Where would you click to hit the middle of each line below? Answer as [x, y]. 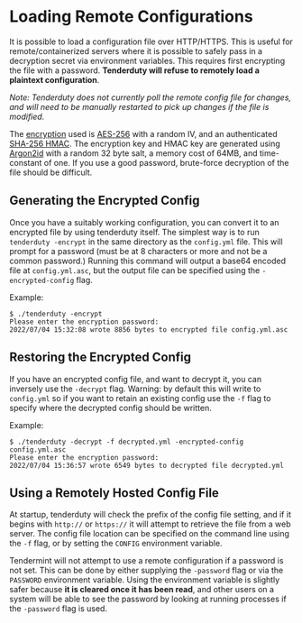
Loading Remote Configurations [132, 17]
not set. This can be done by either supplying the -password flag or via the [146, 571]
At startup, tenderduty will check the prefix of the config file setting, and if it [150, 515]
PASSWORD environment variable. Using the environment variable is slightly [145, 580]
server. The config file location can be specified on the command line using [150, 534]
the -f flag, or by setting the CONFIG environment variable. [116, 544]
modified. [27, 116]
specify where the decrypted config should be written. [110, 408]
